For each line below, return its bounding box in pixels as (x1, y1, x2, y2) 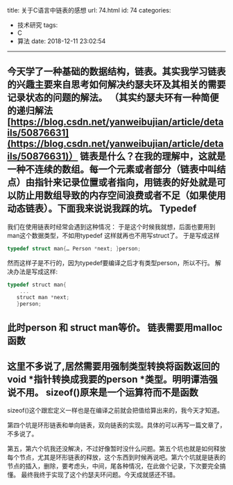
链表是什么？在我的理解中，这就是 (79, 150, 226, 162)
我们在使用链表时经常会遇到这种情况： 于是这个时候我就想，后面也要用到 (7, 222, 216, 231)
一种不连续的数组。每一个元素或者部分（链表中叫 (7, 164, 217, 175)
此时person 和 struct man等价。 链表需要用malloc (7, 321, 223, 333)
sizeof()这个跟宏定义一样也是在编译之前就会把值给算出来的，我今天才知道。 (7, 406, 224, 415)
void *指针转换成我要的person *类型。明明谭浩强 (7, 373, 218, 385)
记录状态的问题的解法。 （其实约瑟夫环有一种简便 (7, 92, 219, 104)
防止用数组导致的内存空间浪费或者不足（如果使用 (16, 190, 226, 202)
